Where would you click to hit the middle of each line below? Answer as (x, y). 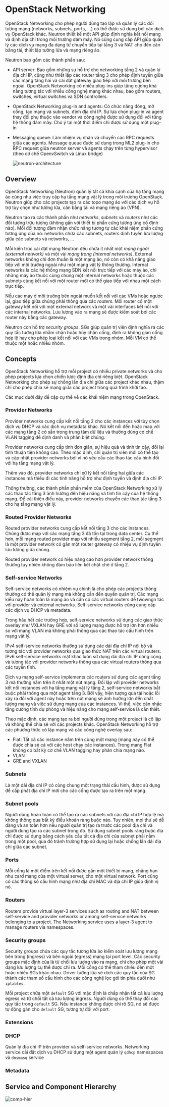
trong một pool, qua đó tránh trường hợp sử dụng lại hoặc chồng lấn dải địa (83, 841)
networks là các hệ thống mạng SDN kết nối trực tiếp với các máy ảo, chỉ (81, 270)
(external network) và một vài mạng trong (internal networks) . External (79, 254)
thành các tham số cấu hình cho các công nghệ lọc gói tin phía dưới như (80, 978)
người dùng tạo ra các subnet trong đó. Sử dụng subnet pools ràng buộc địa (84, 831)
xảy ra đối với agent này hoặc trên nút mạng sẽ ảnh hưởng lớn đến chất (79, 699)
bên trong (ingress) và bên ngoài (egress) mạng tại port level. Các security (83, 956)
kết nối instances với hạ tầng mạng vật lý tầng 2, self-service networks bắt (83, 688)
